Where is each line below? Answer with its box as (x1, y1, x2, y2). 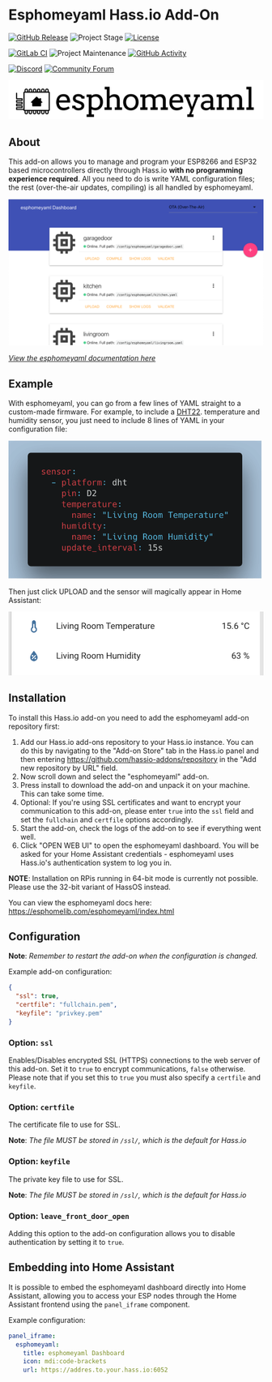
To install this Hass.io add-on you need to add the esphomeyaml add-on (8, 712, 249, 722)
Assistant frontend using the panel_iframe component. (8, 1299, 190, 1309)
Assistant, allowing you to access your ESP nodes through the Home (8, 1290, 237, 1300)
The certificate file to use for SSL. (8, 1120, 121, 1130)
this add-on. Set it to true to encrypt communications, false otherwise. (8, 1064, 246, 1074)
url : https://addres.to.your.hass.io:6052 (23, 1366, 168, 1375)
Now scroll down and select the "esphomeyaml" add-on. (19, 772, 210, 781)
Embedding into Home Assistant (8, 1260, 175, 1274)
